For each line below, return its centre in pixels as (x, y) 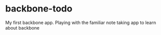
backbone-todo (39, 9)
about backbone (22, 27)
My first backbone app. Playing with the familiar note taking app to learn (81, 22)
